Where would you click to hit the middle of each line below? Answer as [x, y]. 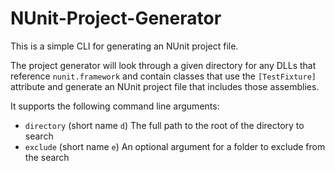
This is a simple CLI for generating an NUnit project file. [124, 46]
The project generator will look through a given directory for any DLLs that [163, 65]
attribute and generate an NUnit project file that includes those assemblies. [165, 86]
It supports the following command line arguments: [115, 106]
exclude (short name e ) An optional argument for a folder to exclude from [175, 146]
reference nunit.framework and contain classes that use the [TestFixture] [163, 76]
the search [47, 157]
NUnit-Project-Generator [116, 18]
